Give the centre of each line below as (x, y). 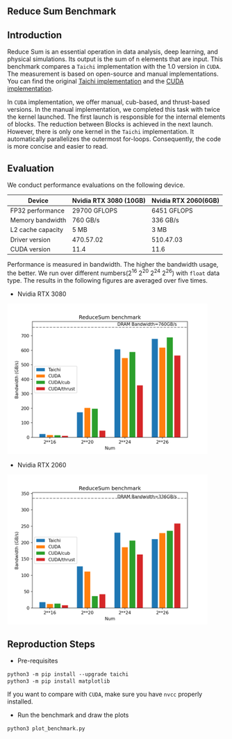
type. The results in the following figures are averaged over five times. (108, 280)
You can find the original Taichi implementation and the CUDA (96, 81)
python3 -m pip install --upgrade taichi (68, 674)
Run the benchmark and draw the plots (73, 715)
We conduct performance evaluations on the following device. (96, 185)
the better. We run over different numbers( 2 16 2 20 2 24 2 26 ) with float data (114, 272)
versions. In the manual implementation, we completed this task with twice (114, 110)
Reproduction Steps (51, 644)
